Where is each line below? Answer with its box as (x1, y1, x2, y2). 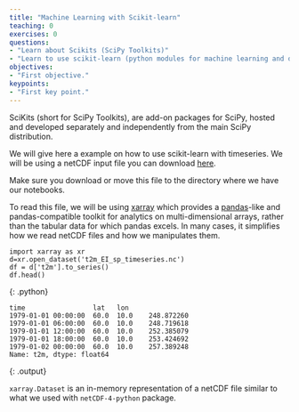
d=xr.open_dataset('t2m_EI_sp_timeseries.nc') (9, 254, 185, 263)
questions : (9, 37, 50, 47)
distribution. (9, 131, 53, 141)
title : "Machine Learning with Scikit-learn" (9, 12, 181, 22)
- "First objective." (9, 71, 90, 80)
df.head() (9, 271, 46, 279)
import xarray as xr (9, 246, 86, 256)
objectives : (9, 63, 53, 72)
